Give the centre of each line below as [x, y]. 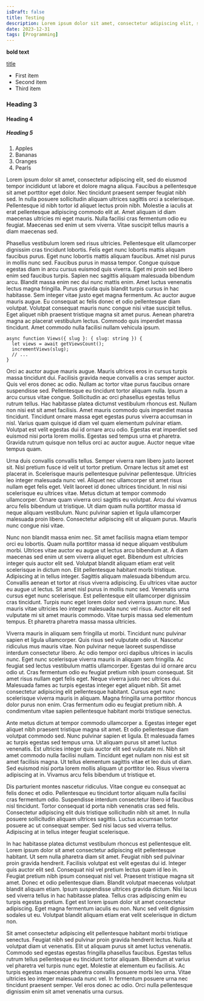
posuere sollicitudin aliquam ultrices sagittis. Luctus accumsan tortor [92, 819]
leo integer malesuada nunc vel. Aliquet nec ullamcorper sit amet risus [94, 480]
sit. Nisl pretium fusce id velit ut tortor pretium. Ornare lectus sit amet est [97, 467]
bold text [18, 52]
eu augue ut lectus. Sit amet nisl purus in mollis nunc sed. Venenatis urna [98, 589]
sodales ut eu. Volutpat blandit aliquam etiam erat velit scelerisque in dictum [102, 914]
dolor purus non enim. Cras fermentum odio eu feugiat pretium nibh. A [94, 704]
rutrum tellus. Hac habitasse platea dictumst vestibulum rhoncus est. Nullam [102, 404]
